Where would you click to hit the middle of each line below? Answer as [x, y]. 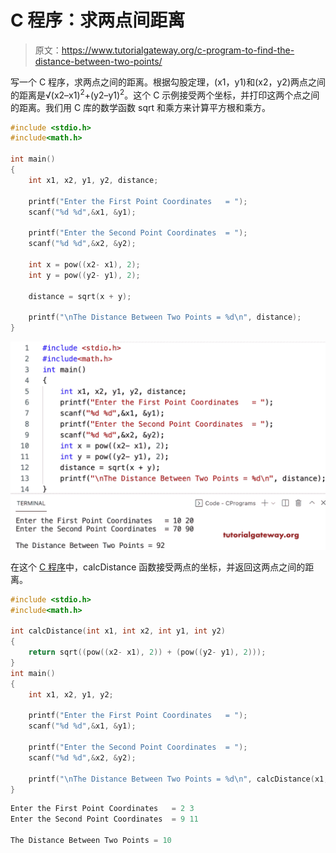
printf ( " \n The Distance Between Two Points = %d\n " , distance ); [165, 317]
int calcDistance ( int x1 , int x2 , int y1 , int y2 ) [118, 631]
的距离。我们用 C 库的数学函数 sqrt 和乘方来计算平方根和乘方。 [141, 107]
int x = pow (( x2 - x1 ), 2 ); [84, 264]
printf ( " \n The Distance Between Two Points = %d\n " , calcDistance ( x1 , [178, 779]
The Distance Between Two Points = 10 [91, 841]
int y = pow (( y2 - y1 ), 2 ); [84, 275]
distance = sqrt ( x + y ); [80, 296]
